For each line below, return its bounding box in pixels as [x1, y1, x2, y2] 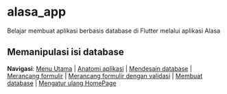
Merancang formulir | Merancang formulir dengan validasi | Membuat [7, 72, 203, 80]
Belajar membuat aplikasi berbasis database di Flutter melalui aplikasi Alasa [7, 27, 221, 35]
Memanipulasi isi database [7, 46, 125, 58]
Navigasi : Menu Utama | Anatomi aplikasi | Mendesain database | [7, 64, 192, 72]
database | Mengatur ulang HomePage [7, 79, 117, 87]
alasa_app [7, 4, 67, 20]
